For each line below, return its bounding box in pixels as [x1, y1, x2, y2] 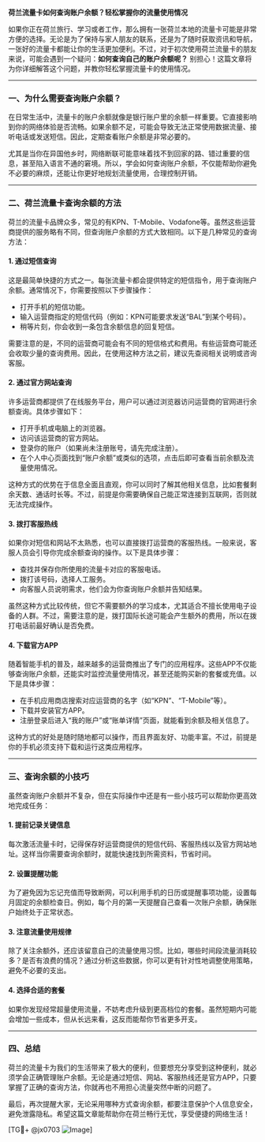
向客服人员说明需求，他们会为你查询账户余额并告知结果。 [19, 584, 207, 594]
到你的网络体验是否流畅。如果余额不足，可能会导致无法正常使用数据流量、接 [8, 122, 257, 132]
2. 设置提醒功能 [8, 868, 58, 878]
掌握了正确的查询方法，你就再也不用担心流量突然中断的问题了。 [8, 1082, 215, 1091]
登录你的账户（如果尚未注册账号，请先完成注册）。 [19, 444, 183, 452]
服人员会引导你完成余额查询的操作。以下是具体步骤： [8, 548, 181, 557]
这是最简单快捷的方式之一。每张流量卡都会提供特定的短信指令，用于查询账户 [8, 275, 257, 285]
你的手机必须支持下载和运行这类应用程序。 [8, 742, 147, 752]
